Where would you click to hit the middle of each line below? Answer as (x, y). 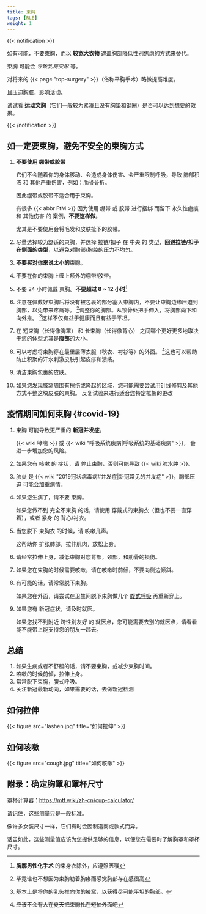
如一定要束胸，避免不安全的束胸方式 (75, 146)
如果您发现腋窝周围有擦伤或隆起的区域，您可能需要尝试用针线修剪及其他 (107, 385)
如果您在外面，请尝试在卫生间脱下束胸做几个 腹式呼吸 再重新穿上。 (100, 595)
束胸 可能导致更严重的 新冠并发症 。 (60, 430)
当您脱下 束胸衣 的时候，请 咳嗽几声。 (64, 531)
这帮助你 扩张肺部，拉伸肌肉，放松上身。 (68, 544)
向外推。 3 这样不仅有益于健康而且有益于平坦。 (74, 317)
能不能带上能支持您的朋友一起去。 (59, 629)
